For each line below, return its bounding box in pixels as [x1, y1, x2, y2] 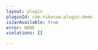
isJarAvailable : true [6, 19, 59, 25]
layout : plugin [6, 8, 43, 15]
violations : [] [6, 30, 43, 36]
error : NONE [6, 24, 35, 31]
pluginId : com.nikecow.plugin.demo [6, 14, 93, 20]
